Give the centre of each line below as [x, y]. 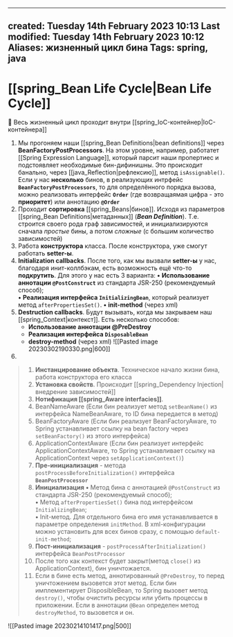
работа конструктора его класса [83, 377]
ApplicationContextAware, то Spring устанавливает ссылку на [125, 451]
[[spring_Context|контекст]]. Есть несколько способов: [99, 320]
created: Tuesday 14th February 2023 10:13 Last [114, 26]
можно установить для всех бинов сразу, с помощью [114, 532]
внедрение [51, 392]
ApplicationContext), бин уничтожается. [93, 568]
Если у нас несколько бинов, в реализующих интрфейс [100, 180]
